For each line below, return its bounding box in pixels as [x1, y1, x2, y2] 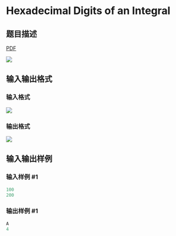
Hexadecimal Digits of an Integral [6, 4, 171, 18]
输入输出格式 [6, 74, 53, 84]
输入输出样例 [6, 154, 53, 164]
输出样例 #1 [6, 207, 38, 215]
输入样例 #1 [6, 173, 38, 181]
